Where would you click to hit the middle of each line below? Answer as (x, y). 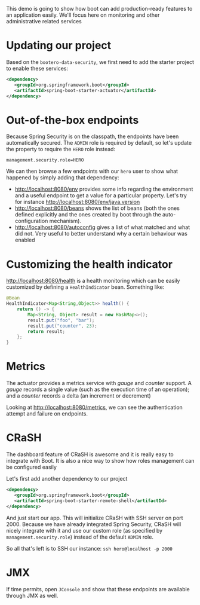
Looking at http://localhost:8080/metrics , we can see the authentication (95, 407)
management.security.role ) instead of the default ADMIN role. (80, 537)
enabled (25, 240)
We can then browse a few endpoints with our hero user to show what (92, 171)
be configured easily (31, 467)
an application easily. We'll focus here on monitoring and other (83, 15)
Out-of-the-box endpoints (73, 120)
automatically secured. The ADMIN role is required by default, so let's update (99, 143)
